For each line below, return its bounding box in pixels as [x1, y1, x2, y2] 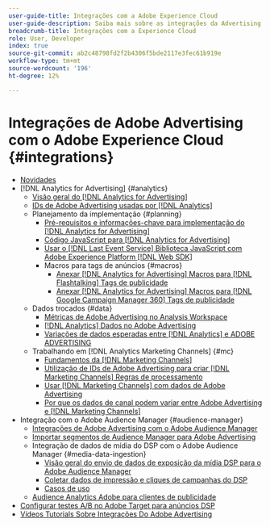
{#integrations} [8, 148, 114, 166]
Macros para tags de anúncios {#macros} [44, 260, 183, 270]
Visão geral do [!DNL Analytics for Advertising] [31, 191, 188, 202]
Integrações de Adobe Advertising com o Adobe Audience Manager [31, 423, 258, 433]
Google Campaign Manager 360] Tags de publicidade [56, 295, 235, 304]
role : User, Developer [8, 34, 85, 43]
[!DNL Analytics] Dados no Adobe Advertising [44, 320, 197, 330]
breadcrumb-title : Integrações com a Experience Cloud [8, 27, 197, 35]
